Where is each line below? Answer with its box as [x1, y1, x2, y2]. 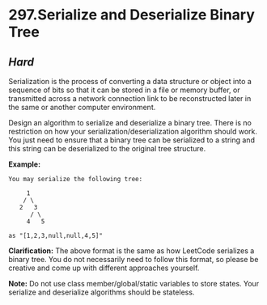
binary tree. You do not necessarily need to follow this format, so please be [8, 255, 259, 264]
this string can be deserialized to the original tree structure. [8, 144, 206, 153]
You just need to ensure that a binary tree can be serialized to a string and [8, 135, 255, 145]
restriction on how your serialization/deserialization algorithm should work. [8, 127, 257, 136]
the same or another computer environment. [8, 103, 156, 112]
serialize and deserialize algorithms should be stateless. [8, 287, 195, 297]
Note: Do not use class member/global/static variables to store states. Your [8, 279, 260, 288]
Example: [8, 159, 41, 169]
